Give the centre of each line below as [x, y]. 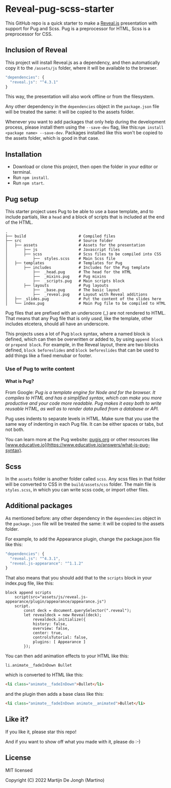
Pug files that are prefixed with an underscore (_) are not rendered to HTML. [85, 313]
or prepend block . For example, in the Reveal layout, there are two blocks [82, 345]
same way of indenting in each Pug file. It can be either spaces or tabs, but [84, 424]
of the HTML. [19, 222]
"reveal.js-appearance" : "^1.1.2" [47, 563]
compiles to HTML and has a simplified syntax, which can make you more [84, 398]
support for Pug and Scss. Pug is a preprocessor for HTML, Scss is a [78, 28]
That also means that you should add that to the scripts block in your [79, 578]
